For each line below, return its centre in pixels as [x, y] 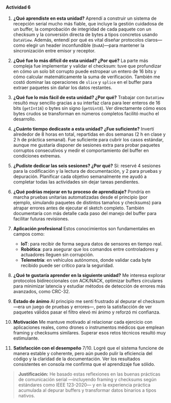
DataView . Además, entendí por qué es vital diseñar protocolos [78, 40]
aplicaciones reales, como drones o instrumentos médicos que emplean [89, 327]
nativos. [26, 396]
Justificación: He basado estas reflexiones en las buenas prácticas [89, 374]
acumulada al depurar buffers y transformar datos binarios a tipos [87, 390]
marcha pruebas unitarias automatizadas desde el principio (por [80, 197]
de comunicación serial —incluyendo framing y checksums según [87, 380]
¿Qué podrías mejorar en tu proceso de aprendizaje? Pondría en [82, 192]
